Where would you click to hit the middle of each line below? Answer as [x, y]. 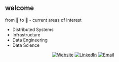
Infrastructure [26, 34]
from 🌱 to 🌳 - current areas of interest [43, 20]
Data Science [26, 45]
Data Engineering [30, 40]
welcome [20, 8]
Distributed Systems [33, 30]
